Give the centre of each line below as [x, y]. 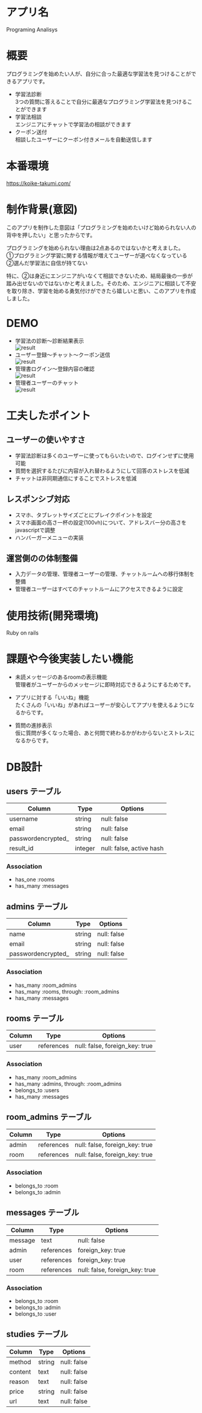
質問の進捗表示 [33, 725]
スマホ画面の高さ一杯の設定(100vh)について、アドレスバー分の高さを [101, 522]
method [20, 1362]
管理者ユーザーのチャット [47, 383]
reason [19, 1382]
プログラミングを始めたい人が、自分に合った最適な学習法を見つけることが [99, 74]
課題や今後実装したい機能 [70, 659]
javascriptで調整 [35, 530]
